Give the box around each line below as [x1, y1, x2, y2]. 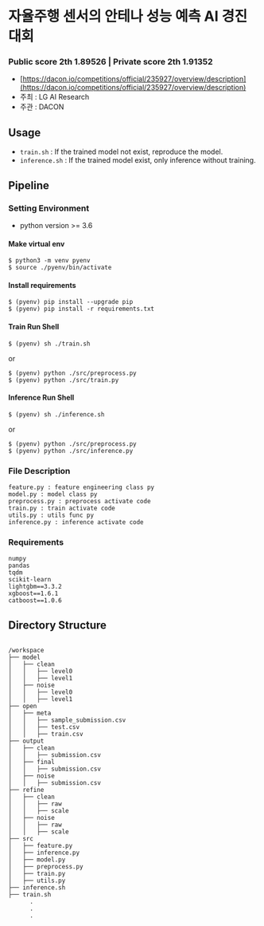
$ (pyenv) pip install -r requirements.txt [8, 305, 155, 313]
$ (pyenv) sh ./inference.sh [8, 410, 105, 419]
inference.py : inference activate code [8, 518, 145, 526]
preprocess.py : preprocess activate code [8, 498, 151, 506]
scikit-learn [8, 576, 52, 584]
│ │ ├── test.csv [8, 723, 80, 731]
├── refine [8, 786, 45, 794]
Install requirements [8, 280, 77, 290]
